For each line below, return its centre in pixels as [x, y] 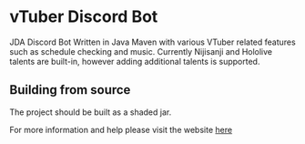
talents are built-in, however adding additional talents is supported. [135, 61]
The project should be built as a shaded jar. [91, 112]
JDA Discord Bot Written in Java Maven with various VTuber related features [152, 42]
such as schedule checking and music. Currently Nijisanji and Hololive [141, 51]
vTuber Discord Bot [84, 17]
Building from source [70, 90]
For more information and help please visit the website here [121, 129]
